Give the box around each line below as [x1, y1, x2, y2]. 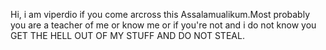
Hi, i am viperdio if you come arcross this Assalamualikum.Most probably [10, 9, 310, 20]
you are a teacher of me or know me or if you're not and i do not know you [10, 19, 317, 31]
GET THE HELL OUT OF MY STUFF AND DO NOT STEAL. [10, 30, 245, 41]
